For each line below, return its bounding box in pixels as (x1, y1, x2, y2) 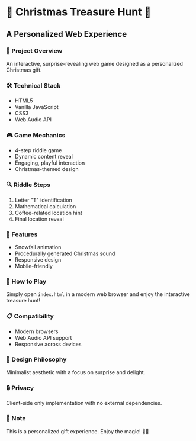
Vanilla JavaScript (14, 104, 59, 111)
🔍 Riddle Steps (6, 181, 51, 189)
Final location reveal (14, 215, 64, 223)
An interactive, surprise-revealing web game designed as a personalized (6, 60, 184, 67)
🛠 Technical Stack (6, 81, 61, 89)
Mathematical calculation (14, 202, 76, 210)
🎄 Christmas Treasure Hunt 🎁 (6, 5, 152, 19)
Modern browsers (14, 328, 59, 335)
